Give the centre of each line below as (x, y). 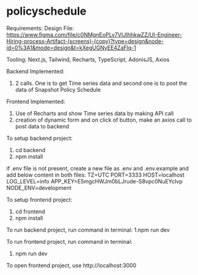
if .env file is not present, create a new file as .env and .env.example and (97, 168)
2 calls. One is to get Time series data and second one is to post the (101, 83)
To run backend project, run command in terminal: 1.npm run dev (88, 230)
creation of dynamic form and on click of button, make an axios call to (103, 120)
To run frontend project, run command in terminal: (70, 241)
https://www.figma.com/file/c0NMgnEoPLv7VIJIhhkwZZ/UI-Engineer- (94, 34)
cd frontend (30, 211)
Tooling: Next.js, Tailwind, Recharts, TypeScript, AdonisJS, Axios (88, 59)
